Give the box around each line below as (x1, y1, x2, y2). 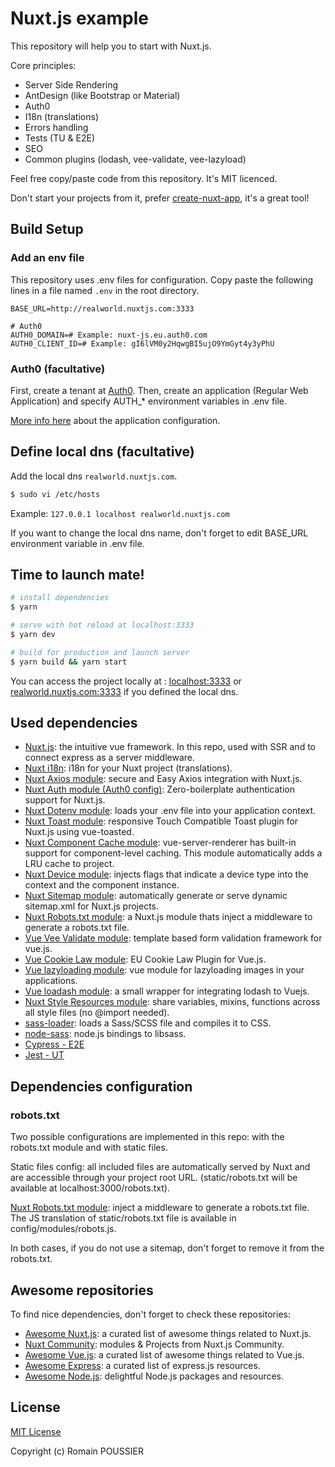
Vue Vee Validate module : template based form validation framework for (24, 932, 323, 944)
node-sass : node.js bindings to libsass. (24, 1028, 187, 1040)
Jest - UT (24, 1049, 65, 1061)
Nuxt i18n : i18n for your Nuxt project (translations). (24, 762, 233, 774)
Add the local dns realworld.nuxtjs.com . (10, 470, 178, 482)
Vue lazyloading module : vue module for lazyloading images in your (24, 964, 305, 976)
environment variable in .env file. (10, 537, 145, 549)
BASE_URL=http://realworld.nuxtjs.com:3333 (10, 303, 195, 314)
